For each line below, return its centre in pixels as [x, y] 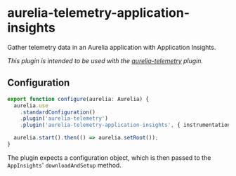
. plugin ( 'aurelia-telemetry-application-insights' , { [100, 125]
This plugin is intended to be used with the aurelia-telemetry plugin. [105, 60]
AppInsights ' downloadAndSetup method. [64, 165]
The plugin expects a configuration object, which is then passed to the [109, 157]
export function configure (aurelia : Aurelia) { [78, 99]
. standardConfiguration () [58, 112]
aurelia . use [31, 106]
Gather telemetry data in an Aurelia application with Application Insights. [112, 47]
